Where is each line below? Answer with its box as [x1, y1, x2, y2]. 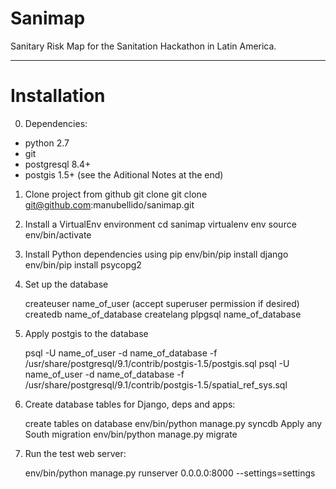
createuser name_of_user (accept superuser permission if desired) [24, 297, 300, 309]
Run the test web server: [24, 447, 127, 459]
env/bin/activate [24, 228, 92, 241]
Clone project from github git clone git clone [24, 188, 208, 200]
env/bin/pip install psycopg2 [24, 258, 142, 271]
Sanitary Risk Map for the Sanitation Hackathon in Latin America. [10, 40, 277, 52]
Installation [10, 85, 106, 107]
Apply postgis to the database [24, 327, 149, 339]
